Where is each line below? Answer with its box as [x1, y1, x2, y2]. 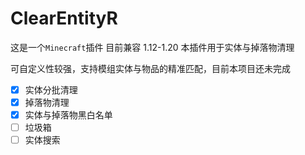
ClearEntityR [10, 7, 118, 30]
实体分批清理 [24, 83, 78, 96]
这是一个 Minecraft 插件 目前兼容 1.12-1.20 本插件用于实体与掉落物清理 [10, 41, 295, 53]
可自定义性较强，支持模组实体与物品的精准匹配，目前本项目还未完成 [10, 62, 291, 74]
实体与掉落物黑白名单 [24, 109, 113, 121]
